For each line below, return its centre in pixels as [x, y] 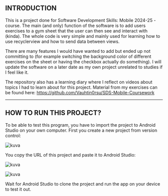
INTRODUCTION [31, 8]
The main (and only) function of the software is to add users [84, 25]
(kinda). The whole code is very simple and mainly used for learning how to [83, 36]
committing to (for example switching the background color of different [78, 56]
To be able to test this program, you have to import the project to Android [80, 125]
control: [13, 135]
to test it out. [18, 189]
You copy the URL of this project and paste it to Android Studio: [70, 155]
